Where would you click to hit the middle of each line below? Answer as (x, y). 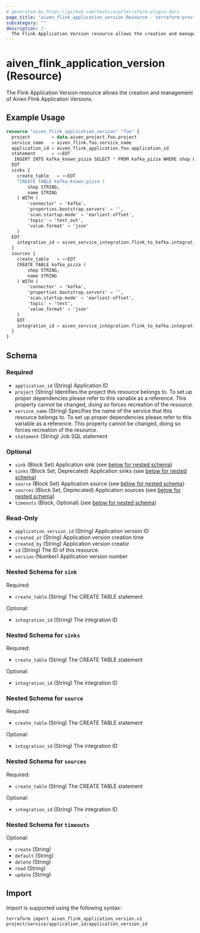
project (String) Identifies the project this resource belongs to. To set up (103, 392)
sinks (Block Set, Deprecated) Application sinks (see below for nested (101, 471)
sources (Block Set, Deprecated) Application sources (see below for (98, 490)
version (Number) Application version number (71, 556)
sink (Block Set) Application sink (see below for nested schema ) (93, 465)
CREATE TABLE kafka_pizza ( (51, 264)
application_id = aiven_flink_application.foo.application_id (90, 148)
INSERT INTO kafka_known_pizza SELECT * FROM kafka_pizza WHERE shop (102, 159)
